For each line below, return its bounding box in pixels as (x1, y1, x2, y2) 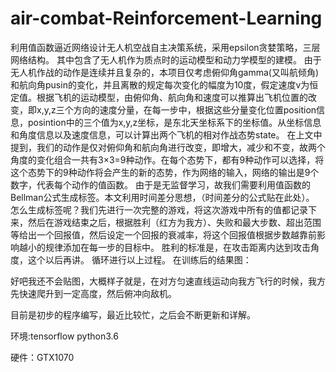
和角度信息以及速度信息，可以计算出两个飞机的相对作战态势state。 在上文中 (10, 128, 323, 141)
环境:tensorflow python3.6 (10, 330, 119, 342)
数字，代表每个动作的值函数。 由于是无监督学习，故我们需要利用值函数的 (10, 178, 311, 191)
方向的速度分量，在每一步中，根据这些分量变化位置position (73, 103, 317, 116)
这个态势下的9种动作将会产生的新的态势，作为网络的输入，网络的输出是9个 (10, 166, 320, 178)
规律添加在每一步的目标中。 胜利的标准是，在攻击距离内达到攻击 (44, 241, 311, 253)
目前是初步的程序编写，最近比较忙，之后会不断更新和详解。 (10, 308, 256, 321)
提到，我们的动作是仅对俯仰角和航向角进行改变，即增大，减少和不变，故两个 (10, 141, 326, 153)
